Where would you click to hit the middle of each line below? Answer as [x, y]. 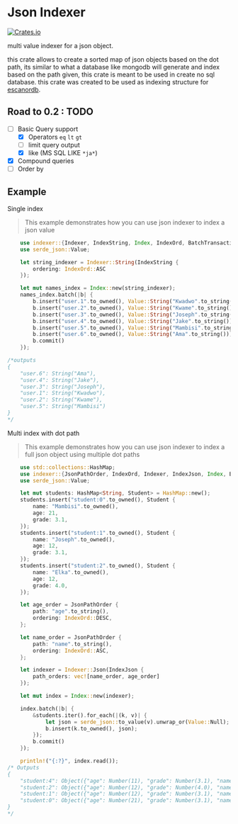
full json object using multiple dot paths [82, 454]
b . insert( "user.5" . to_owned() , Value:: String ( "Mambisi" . [118, 328]
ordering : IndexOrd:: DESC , [73, 618]
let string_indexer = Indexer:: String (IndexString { [100, 262]
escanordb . [24, 89]
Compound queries [46, 161]
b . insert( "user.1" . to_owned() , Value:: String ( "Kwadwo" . [117, 302]
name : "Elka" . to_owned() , [71, 572]
